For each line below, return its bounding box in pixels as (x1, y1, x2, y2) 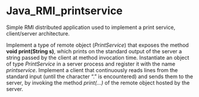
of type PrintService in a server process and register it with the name (6, 60, 176, 67)
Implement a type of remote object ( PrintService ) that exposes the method (6, 41, 189, 48)
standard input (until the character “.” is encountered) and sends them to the (6, 73, 194, 80)
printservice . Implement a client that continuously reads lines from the (6, 66, 178, 73)
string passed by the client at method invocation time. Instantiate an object (6, 54, 189, 61)
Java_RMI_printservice (6, 4, 123, 18)
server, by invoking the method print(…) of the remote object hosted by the (6, 79, 190, 86)
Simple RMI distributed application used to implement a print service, (6, 24, 176, 31)
